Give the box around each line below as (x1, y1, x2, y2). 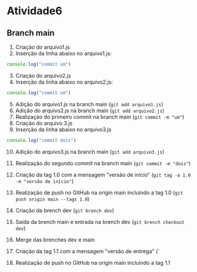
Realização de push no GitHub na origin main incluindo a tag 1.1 (15, 259, 170, 266)
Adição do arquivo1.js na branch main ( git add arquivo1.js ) (15, 100, 163, 107)
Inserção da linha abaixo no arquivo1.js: (15, 50, 112, 57)
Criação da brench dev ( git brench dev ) (15, 207, 115, 214)
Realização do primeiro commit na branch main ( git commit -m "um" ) (15, 113, 185, 120)
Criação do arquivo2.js (15, 72, 71, 79)
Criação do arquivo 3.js (15, 119, 73, 126)
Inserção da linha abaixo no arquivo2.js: (15, 78, 113, 86)
